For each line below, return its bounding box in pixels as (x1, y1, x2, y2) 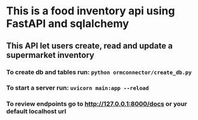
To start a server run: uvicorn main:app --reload (6, 84, 149, 92)
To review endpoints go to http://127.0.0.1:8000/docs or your (6, 100, 187, 108)
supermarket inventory (6, 50, 95, 60)
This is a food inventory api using (6, 4, 175, 18)
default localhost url (6, 107, 67, 116)
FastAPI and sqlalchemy (6, 17, 129, 30)
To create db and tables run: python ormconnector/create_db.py (6, 67, 192, 76)
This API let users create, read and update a (6, 41, 173, 51)
